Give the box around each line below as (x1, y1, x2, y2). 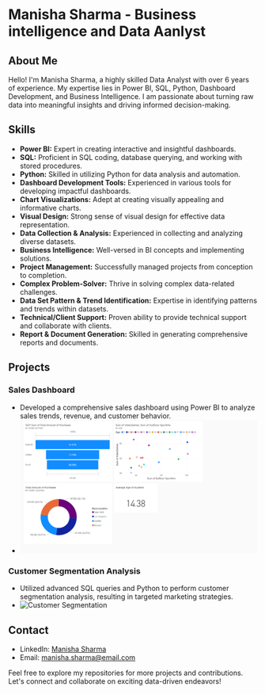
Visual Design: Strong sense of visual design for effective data (19, 212, 225, 221)
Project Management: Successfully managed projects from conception (19, 261, 253, 271)
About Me (8, 54, 58, 67)
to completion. (19, 270, 67, 280)
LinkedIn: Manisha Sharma (19, 644, 107, 654)
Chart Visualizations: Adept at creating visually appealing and (19, 194, 224, 204)
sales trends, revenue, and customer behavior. (19, 410, 172, 421)
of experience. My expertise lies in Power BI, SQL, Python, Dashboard (8, 83, 236, 93)
